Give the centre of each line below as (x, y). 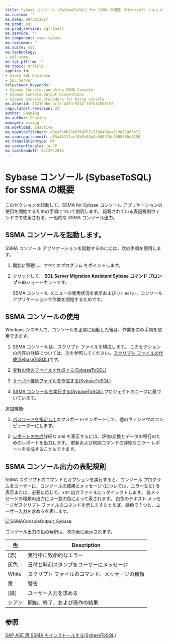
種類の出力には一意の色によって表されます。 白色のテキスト (84, 499)
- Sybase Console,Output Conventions (45, 94)
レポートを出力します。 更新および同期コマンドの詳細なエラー (86, 443)
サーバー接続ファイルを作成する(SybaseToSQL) (62, 381)
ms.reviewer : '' (22, 43)
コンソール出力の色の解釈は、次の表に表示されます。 (60, 532)
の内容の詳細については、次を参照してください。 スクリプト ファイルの (86, 353)
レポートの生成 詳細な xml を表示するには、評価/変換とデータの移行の (84, 436)
